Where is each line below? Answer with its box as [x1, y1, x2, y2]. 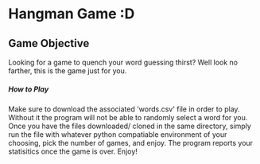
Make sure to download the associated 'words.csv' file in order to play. [8, 104, 240, 114]
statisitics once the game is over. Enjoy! [8, 146, 138, 156]
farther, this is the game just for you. [8, 66, 127, 76]
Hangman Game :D [8, 5, 135, 23]
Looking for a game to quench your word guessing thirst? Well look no [8, 57, 239, 67]
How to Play [8, 84, 49, 94]
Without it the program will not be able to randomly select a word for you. [8, 112, 248, 122]
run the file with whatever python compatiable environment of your [8, 129, 227, 139]
